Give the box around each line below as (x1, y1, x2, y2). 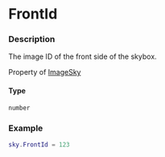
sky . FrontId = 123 (8, 140, 70, 149)
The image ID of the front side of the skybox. (8, 52, 157, 61)
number (8, 104, 31, 112)
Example (8, 122, 43, 134)
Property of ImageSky (8, 68, 81, 77)
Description (8, 34, 56, 45)
